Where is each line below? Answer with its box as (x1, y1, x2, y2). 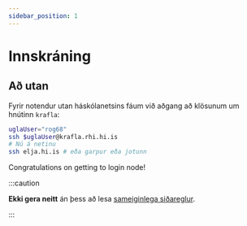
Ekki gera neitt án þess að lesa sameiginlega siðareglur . (8, 194, 196, 204)
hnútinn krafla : (8, 109, 60, 119)
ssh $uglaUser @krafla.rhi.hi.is (8, 133, 118, 141)
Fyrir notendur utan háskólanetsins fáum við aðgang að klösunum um (8, 101, 240, 111)
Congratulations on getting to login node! (8, 163, 146, 172)
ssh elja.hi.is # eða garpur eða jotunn (8, 148, 148, 156)
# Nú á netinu (8, 140, 57, 149)
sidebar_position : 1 (8, 11, 79, 20)
